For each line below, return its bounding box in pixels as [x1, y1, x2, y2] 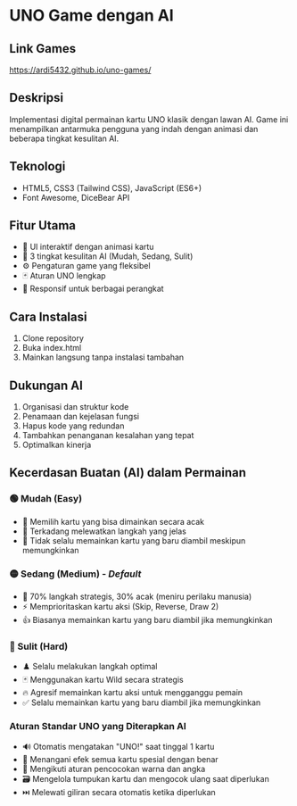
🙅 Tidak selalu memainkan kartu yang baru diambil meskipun [21, 535, 246, 545]
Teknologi [9, 159, 66, 174]
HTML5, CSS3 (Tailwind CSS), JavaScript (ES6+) [21, 182, 202, 193]
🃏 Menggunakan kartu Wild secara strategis [21, 675, 185, 686]
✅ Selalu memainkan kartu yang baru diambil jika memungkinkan [21, 697, 261, 708]
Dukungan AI [9, 378, 83, 393]
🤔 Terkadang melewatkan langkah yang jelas [21, 526, 187, 536]
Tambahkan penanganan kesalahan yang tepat [21, 430, 194, 441]
